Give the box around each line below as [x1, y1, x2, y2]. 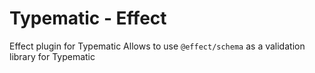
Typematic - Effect [9, 7, 167, 30]
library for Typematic [9, 50, 96, 62]
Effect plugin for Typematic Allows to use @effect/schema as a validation [9, 40, 306, 52]
